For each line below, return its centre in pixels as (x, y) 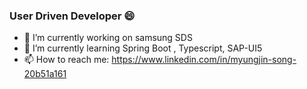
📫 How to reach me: (66, 60)
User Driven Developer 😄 (72, 16)
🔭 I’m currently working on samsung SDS (108, 38)
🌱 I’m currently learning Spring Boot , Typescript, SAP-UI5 (143, 48)
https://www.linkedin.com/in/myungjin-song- (204, 60)
